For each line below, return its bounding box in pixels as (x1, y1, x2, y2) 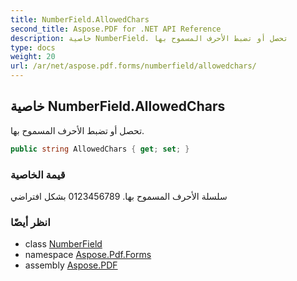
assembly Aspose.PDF (24, 259, 118, 271)
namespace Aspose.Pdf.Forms (24, 249, 152, 261)
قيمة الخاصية (10, 167, 66, 181)
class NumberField (24, 238, 103, 250)
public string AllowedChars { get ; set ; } (10, 144, 190, 154)
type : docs (10, 42, 56, 53)
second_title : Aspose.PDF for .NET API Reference (10, 24, 222, 34)
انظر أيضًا (10, 215, 51, 229)
